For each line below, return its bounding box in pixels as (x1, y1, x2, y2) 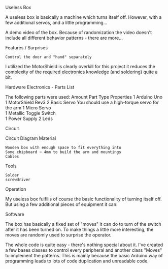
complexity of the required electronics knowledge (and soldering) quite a (5, 69, 158, 75)
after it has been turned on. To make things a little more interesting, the (5, 226, 154, 232)
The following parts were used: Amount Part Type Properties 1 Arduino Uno (5, 94, 163, 100)
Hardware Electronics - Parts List (5, 84, 75, 90)
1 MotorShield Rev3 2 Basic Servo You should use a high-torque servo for (5, 99, 159, 105)
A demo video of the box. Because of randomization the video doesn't (5, 29, 152, 35)
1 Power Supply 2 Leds (5, 115, 53, 122)
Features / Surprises (5, 45, 48, 50)
